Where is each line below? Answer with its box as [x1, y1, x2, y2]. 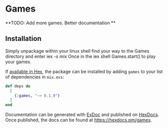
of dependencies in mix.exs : [5, 74, 64, 80]
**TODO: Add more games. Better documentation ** [5, 20, 116, 26]
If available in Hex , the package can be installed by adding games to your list [5, 68, 163, 74]
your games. [5, 59, 31, 65]
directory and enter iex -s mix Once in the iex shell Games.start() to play [5, 53, 156, 59]
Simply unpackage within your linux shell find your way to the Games [5, 48, 150, 54]
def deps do [5, 83, 30, 89]
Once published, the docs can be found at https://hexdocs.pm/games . [5, 117, 152, 123]
